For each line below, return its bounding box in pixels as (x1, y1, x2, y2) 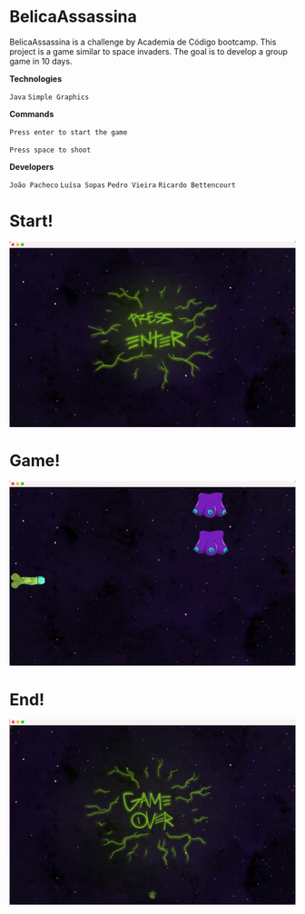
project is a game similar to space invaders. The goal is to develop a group (9, 45, 289, 56)
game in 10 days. (9, 55, 73, 66)
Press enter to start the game (9, 127, 128, 137)
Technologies (9, 73, 63, 84)
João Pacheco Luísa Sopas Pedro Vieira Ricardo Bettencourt (9, 180, 236, 190)
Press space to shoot (9, 145, 92, 154)
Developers (9, 161, 54, 172)
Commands (9, 108, 54, 119)
